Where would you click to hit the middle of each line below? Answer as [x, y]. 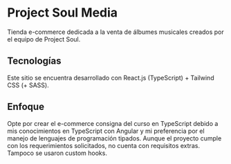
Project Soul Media [63, 13]
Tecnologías [34, 61]
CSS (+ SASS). [28, 85]
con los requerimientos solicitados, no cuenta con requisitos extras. [104, 145]
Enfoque [26, 107]
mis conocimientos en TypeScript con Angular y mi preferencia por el [106, 131]
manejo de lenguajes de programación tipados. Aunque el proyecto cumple [114, 138]
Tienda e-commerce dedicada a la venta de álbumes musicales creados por [116, 32]
